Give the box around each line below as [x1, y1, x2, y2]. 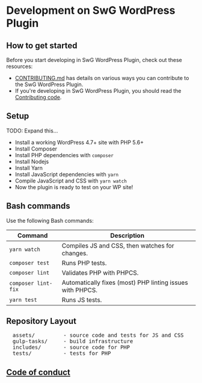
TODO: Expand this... [6, 127, 58, 134]
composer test [9, 260, 50, 266]
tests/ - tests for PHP [12, 350, 111, 357]
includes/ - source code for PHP [12, 344, 130, 351]
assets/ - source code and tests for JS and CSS [12, 332, 185, 339]
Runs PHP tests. [61, 258, 107, 267]
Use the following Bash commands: [6, 217, 94, 224]
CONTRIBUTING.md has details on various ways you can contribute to [14, 75, 189, 81]
